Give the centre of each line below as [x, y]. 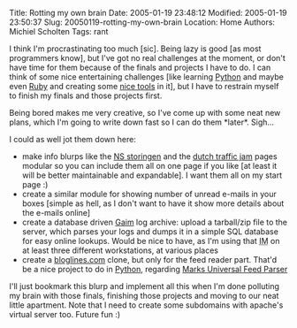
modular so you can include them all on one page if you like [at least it [149, 166]
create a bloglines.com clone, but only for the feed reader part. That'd [149, 259]
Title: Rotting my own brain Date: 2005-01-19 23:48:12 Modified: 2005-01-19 [148, 13]
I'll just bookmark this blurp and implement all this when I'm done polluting [145, 286]
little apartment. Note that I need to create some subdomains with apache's [146, 305]
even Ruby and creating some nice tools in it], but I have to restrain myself [144, 86]
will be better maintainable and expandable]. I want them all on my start [152, 175]
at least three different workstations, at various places [120, 250]
